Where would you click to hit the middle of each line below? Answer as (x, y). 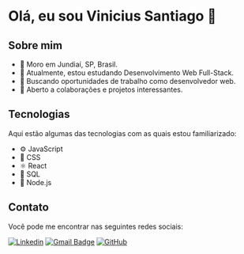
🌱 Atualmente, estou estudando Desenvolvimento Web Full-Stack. (127, 73)
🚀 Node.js (36, 182)
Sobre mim (36, 45)
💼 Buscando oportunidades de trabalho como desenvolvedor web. (128, 81)
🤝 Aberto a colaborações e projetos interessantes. (101, 89)
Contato (28, 208)
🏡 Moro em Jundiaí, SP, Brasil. (69, 64)
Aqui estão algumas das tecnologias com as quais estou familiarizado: (122, 133)
